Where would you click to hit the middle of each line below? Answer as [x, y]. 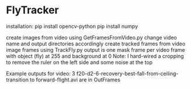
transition [17, 80]
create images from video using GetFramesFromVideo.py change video [91, 37]
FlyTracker [33, 10]
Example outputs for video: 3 [41, 73]
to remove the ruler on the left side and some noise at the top [79, 62]
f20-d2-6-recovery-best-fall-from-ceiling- [128, 73]
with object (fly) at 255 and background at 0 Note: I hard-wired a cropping [95, 56]
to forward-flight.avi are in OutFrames [75, 80]
